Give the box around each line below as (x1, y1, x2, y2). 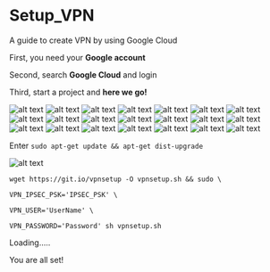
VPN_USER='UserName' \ (9, 206, 94, 215)
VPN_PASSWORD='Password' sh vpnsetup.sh (9, 221, 163, 230)
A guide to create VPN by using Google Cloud (9, 35, 178, 45)
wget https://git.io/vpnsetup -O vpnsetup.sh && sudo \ (9, 175, 222, 184)
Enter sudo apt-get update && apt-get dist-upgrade (9, 140, 204, 151)
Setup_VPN (9, 5, 95, 26)
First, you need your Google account (9, 52, 146, 62)
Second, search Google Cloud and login (9, 69, 158, 80)
